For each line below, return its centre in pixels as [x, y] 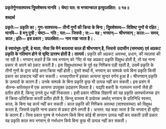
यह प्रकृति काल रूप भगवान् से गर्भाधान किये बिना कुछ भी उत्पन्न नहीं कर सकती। [66, 121]
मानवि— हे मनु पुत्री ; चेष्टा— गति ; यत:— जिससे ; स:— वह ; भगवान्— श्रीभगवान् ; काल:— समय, [82, 33]
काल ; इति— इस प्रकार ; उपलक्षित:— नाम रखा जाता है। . [50, 39]
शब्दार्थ [10, 18]
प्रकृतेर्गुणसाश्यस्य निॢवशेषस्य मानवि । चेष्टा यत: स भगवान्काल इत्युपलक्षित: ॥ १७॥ [67, 8]
